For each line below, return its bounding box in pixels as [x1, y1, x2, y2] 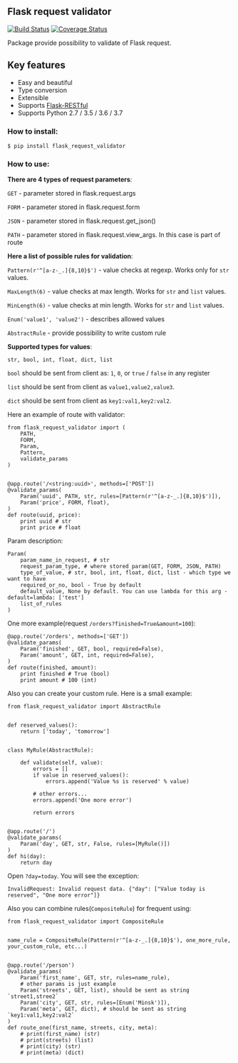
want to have [7, 575, 46, 583]
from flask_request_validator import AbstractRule [7, 703, 161, 710]
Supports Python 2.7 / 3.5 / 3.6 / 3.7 [17, 109, 123, 117]
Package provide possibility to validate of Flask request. [7, 39, 172, 47]
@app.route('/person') [7, 962, 75, 969]
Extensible [17, 93, 48, 102]
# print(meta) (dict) [20, 1049, 84, 1057]
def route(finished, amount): [7, 664, 98, 672]
